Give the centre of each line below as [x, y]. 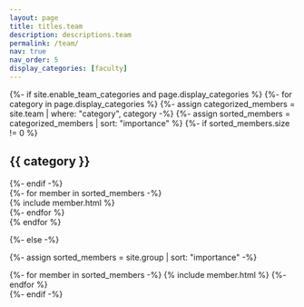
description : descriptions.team [70, 35]
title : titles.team [46, 26]
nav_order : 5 [34, 60]
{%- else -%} [34, 239]
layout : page [34, 18]
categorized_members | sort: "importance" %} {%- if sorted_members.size [150, 123]
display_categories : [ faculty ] [69, 69]
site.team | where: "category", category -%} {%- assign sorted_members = [150, 114]
